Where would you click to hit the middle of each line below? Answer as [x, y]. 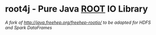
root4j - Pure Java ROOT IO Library [77, 9]
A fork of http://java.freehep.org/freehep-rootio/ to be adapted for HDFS [78, 22]
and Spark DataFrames [29, 27]
